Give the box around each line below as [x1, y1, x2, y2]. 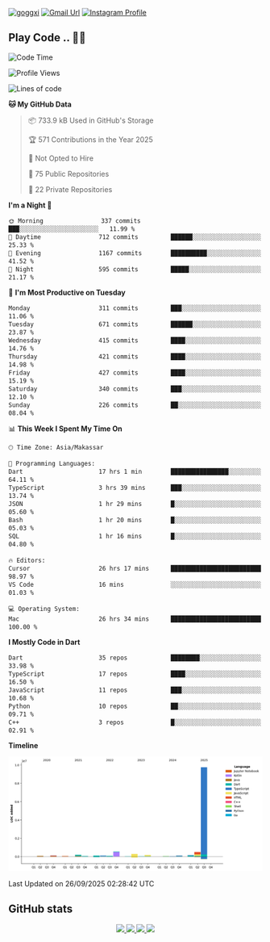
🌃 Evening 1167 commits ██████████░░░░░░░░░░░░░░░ [8, 249, 262, 257]
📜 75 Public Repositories [27, 169, 110, 178]
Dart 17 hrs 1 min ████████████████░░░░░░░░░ [8, 467, 262, 475]
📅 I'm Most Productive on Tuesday [8, 287, 127, 297]
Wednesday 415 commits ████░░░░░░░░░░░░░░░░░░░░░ [8, 336, 262, 345]
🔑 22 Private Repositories [27, 184, 113, 194]
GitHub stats [8, 902, 73, 916]
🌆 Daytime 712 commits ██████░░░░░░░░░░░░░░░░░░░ [8, 232, 262, 241]
